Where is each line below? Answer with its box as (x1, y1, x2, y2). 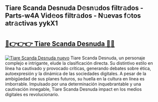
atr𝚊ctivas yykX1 (5, 19, 58, 27)
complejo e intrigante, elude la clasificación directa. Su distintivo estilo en (5, 60, 153, 66)
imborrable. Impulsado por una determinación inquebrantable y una (5, 81, 141, 87)
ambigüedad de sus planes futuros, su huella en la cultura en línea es (5, 76, 145, 81)
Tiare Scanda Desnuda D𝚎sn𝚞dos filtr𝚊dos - (5, 4, 143, 12)
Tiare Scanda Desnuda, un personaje (70, 55, 145, 61)
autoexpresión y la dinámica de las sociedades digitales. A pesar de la (5, 71, 147, 76)
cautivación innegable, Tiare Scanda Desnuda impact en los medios (5, 86, 142, 92)
